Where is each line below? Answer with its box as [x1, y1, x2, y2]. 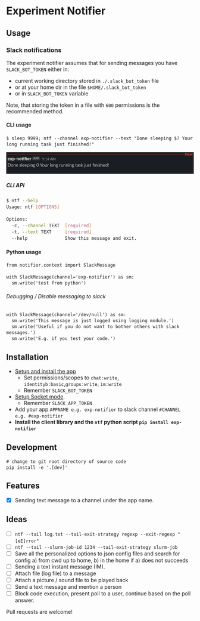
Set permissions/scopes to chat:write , [23, 374, 119, 381]
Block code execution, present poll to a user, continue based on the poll [14, 590, 191, 597]
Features [6, 481, 40, 491]
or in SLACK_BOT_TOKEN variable [14, 89, 89, 97]
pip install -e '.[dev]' [6, 464, 68, 471]
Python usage [6, 248, 42, 255]
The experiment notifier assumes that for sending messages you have [6, 59, 178, 66]
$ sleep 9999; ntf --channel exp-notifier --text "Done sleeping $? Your [6, 135, 193, 141]
